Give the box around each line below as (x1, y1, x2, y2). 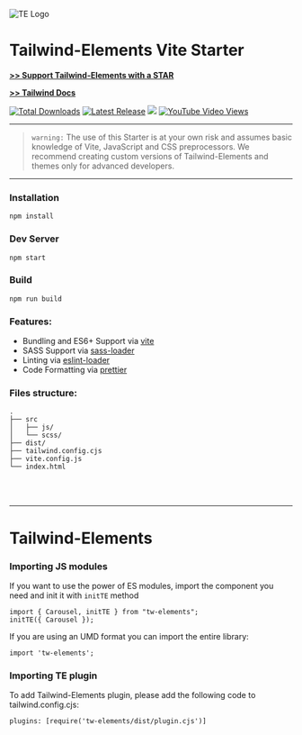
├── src (9, 415, 39, 424)
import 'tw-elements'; (9, 649, 94, 658)
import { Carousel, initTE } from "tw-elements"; (9, 607, 200, 616)
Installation (9, 191, 60, 204)
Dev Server (9, 232, 60, 245)
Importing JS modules (9, 559, 108, 572)
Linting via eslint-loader (22, 355, 111, 366)
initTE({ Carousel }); (9, 615, 94, 624)
